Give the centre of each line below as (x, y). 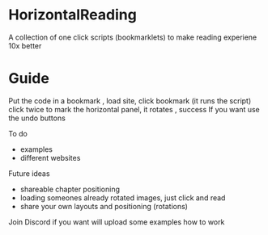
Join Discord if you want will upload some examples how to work (117, 222)
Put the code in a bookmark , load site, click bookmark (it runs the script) (130, 101)
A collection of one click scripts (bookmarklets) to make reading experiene (133, 37)
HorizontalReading (73, 15)
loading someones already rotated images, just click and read (123, 197)
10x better (25, 45)
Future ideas (29, 173)
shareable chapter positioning (70, 189)
